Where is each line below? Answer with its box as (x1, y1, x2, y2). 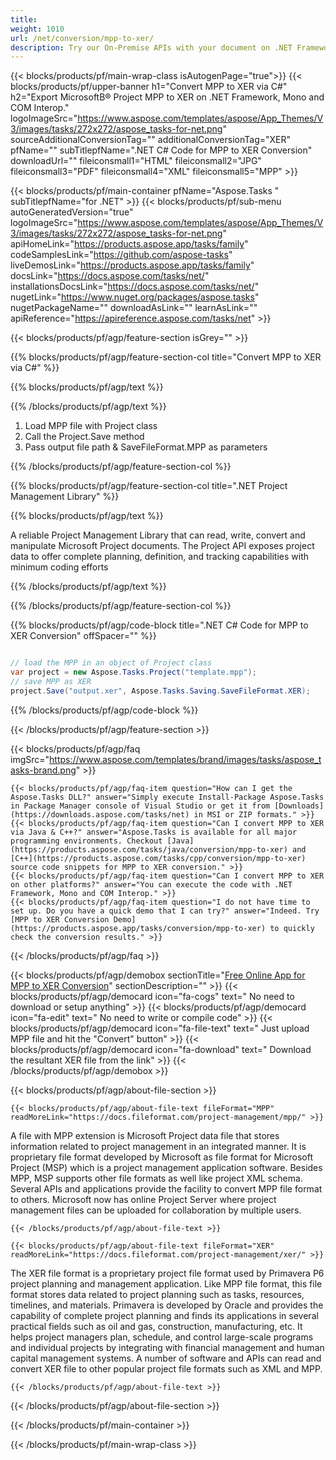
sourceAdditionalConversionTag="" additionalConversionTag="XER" (10, 134, 292, 146)
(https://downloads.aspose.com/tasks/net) (10, 809, 190, 820)
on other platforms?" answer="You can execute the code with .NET (10, 879, 293, 890)
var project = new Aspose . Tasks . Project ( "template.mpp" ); (10, 667, 257, 678)
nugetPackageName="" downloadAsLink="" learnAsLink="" (10, 302, 258, 314)
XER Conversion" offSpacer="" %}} (10, 630, 157, 642)
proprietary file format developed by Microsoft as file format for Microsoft (10, 1151, 313, 1163)
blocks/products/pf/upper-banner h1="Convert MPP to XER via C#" (10, 81, 288, 93)
